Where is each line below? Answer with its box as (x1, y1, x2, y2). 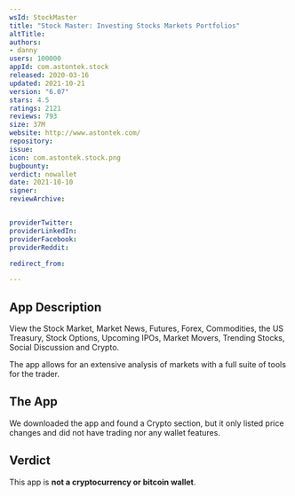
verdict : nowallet (9, 169, 77, 178)
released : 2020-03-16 (9, 71, 90, 80)
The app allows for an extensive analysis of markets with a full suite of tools (9, 359, 287, 370)
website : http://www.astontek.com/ (9, 129, 141, 138)
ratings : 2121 (9, 104, 62, 113)
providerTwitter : (9, 218, 74, 227)
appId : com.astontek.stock (9, 63, 109, 72)
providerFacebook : (9, 234, 77, 244)
